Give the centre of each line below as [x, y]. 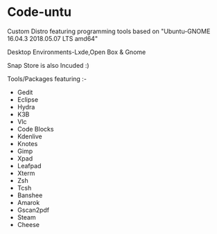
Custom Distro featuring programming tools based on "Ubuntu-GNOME [109, 31]
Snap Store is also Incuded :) [48, 65]
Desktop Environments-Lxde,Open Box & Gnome [77, 52]
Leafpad [29, 165]
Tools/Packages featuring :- [47, 79]
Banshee [30, 195]
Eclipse [28, 99]
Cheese [28, 224]
